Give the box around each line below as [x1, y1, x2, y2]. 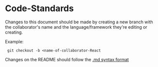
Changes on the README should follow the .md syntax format [5, 56, 129, 62]
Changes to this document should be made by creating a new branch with [5, 19, 153, 25]
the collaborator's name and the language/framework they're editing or [5, 24, 147, 30]
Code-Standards [5, 3, 74, 14]
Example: [5, 38, 24, 44]
